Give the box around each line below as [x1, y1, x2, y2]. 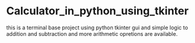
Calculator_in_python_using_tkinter [6, 4, 189, 18]
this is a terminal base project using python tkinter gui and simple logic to [6, 24, 188, 31]
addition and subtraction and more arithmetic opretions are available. [6, 30, 178, 37]
